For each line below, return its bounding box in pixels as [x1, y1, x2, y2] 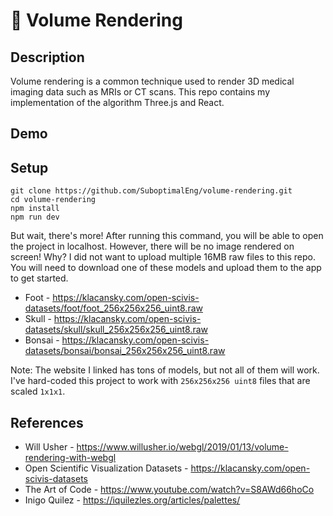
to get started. [10, 272, 69, 284]
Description [10, 49, 85, 66]
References [10, 414, 84, 431]
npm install [10, 204, 60, 214]
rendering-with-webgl [24, 452, 117, 464]
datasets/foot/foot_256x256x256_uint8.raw [24, 302, 203, 314]
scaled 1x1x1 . [10, 385, 66, 398]
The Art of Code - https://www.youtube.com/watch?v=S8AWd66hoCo [24, 484, 315, 496]
